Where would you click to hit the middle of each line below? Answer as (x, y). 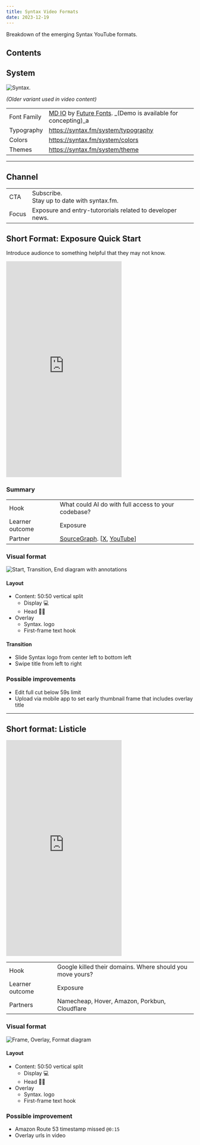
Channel (22, 177)
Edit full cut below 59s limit (48, 692)
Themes (21, 150)
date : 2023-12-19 (28, 17)
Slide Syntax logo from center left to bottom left (73, 657)
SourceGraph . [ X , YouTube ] (98, 539)
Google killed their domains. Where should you (122, 967)
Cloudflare (72, 1009)
